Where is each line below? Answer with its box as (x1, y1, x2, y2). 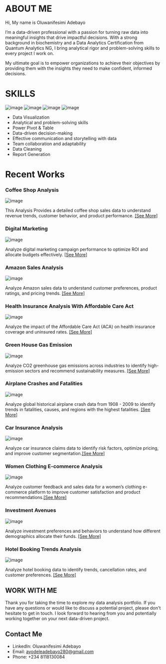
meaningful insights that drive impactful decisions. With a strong (5, 34, 138, 40)
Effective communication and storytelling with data (12, 135, 117, 141)
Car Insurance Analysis (5, 424, 63, 431)
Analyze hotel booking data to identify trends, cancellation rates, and (5, 567, 147, 573)
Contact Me (5, 630, 42, 639)
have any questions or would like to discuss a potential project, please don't (5, 605, 161, 611)
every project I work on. (5, 50, 54, 56)
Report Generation (12, 151, 51, 157)
